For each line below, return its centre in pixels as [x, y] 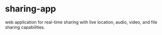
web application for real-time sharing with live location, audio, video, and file [81, 22]
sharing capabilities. [25, 27]
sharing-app [31, 9]
